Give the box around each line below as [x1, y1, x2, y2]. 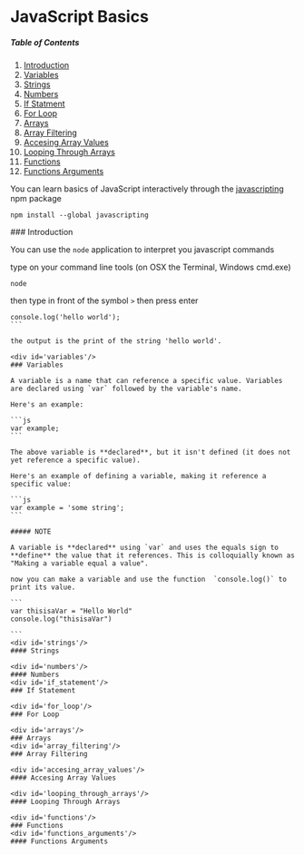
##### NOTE [10, 527, 52, 536]
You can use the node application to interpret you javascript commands [10, 244, 275, 255]
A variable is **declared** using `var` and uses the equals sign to [10, 543, 279, 553]
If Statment [23, 98, 66, 110]
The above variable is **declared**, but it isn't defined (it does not [10, 447, 291, 457]
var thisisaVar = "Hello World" [10, 606, 132, 616]
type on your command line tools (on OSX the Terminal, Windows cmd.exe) [10, 261, 291, 273]
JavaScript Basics [10, 6, 149, 27]
